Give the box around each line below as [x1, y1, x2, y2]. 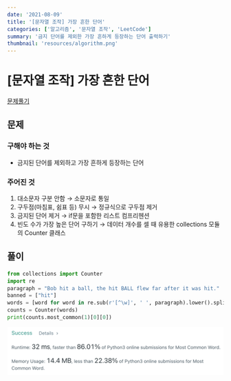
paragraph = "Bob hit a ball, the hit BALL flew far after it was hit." [7, 285, 220, 292]
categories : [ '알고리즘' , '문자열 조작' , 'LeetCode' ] [7, 25, 151, 32]
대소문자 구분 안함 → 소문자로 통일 [16, 194, 110, 203]
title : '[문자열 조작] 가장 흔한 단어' [7, 18, 105, 25]
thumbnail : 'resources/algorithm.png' [7, 40, 118, 48]
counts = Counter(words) [7, 307, 78, 313]
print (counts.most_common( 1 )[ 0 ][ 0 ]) [7, 314, 112, 321]
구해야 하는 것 [7, 141, 50, 151]
